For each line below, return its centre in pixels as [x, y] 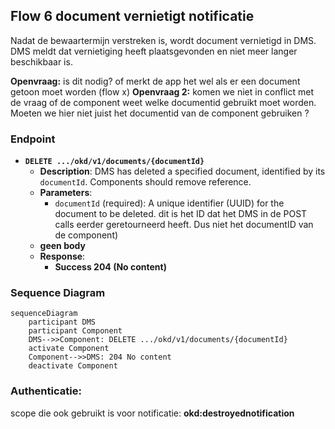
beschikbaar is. [41, 61]
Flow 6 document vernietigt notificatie [132, 16]
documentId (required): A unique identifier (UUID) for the [169, 203]
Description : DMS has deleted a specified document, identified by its [182, 171]
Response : [62, 256]
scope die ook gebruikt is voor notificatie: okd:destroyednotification [152, 413]
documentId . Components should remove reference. [145, 182]
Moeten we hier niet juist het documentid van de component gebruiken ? [160, 113]
